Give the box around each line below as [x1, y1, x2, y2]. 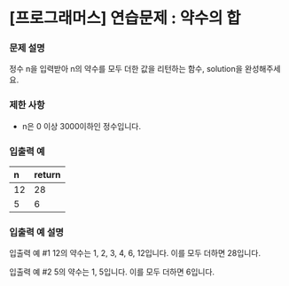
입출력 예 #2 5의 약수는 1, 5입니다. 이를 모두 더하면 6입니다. [9, 267, 215, 277]
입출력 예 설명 [9, 227, 65, 238]
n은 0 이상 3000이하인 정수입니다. [21, 120, 142, 131]
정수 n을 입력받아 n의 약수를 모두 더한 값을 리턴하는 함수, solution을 [9, 64, 244, 74]
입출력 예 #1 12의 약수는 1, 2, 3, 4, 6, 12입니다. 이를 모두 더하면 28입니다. [9, 248, 262, 259]
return [34, 169, 61, 182]
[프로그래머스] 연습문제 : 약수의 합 [9, 8, 241, 28]
